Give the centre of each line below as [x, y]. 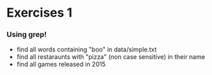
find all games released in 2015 [61, 65]
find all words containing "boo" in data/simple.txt [87, 49]
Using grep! [27, 35]
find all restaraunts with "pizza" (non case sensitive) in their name [111, 57]
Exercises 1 [39, 13]
